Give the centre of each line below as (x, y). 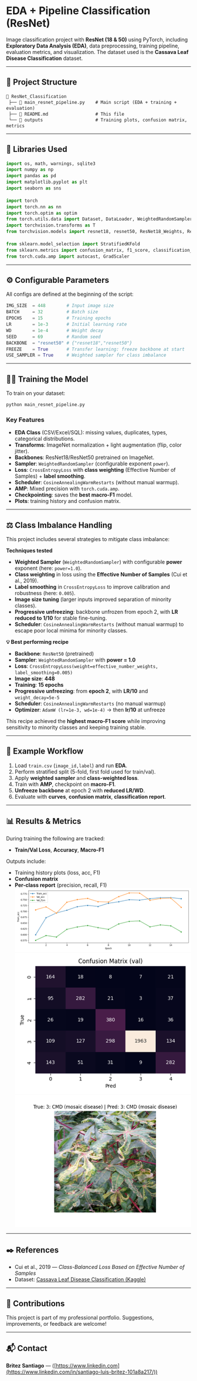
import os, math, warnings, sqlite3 (51, 163)
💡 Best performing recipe (38, 642)
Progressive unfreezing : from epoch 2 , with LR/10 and (81, 691)
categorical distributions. (45, 439)
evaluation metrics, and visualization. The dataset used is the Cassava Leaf (97, 52)
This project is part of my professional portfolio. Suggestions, (80, 1318)
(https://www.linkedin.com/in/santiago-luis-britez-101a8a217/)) (82, 1372)
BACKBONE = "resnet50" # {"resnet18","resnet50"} (69, 343)
